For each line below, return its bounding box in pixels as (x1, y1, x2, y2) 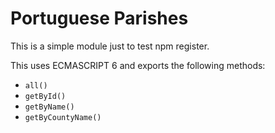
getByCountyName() (24, 112, 102, 122)
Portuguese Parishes (10, 7, 189, 30)
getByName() (24, 102, 75, 112)
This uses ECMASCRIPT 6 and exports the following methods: (10, 59, 266, 71)
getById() (24, 91, 67, 101)
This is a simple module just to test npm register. (10, 40, 210, 52)
